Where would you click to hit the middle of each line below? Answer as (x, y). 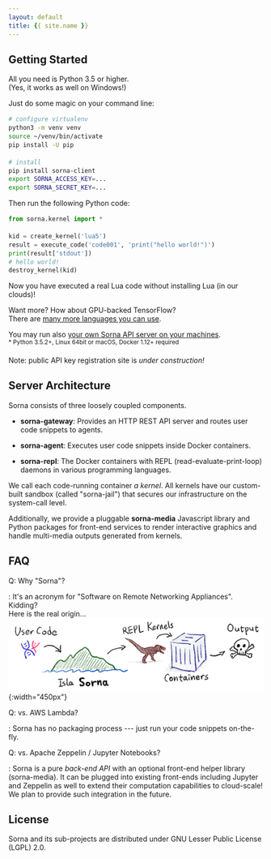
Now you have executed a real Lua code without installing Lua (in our (123, 286)
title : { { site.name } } (49, 26)
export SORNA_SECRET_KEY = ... (57, 188)
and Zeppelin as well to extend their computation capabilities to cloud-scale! (135, 785)
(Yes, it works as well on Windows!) (68, 88)
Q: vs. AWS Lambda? (43, 712)
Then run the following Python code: (69, 204)
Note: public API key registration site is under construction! (106, 360)
